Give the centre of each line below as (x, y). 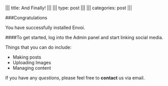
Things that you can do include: (38, 47)
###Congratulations (26, 18)
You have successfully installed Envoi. (45, 27)
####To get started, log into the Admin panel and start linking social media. (84, 37)
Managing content (32, 68)
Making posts (27, 57)
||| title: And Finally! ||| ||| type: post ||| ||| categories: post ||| (69, 8)
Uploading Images (32, 63)
